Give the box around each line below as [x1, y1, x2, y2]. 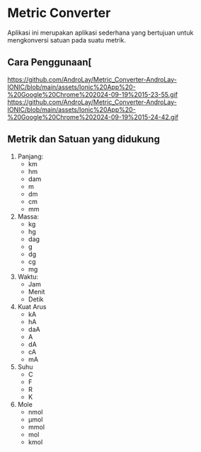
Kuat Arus [17, 302, 47, 311]
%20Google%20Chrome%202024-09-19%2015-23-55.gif [7, 90, 178, 98]
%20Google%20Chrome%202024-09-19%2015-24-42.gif [7, 112, 179, 121]
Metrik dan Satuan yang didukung [7, 133, 161, 146]
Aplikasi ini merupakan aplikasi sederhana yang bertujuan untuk [7, 28, 194, 37]
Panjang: [17, 152, 44, 161]
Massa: [17, 212, 39, 221]
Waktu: [17, 272, 39, 281]
